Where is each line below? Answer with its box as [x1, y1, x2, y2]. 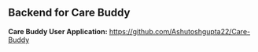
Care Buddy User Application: [8, 26, 108, 36]
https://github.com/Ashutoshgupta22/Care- [109, 26, 251, 36]
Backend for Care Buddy [8, 6, 131, 19]
